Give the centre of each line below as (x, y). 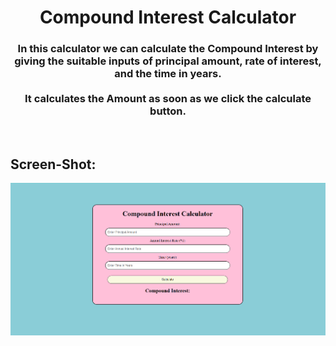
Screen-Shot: (53, 164)
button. (168, 111)
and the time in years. (168, 74)
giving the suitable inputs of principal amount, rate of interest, (168, 61)
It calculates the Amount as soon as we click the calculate (168, 99)
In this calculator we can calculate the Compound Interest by (168, 49)
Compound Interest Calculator (168, 17)
